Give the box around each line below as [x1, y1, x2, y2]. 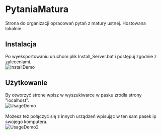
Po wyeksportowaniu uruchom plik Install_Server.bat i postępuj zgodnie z [5, 53, 157, 59]
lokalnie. [5, 25, 23, 31]
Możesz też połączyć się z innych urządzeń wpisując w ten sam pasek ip [5, 113, 157, 119]
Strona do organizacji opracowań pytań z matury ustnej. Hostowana [5, 20, 146, 26]
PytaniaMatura [5, 4, 69, 15]
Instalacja [5, 40, 37, 49]
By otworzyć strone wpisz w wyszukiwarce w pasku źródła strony [5, 92, 142, 98]
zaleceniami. [5, 59, 32, 65]
